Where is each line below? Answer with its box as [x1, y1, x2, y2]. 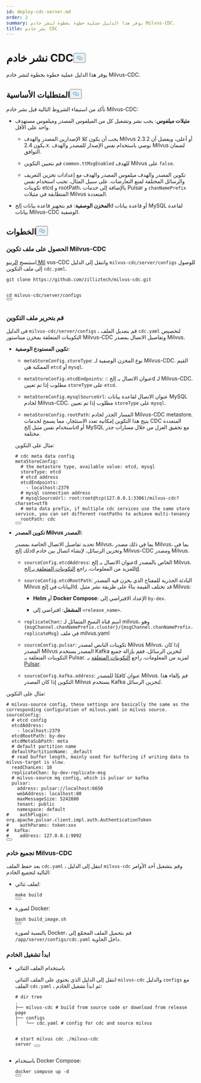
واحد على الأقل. [14, 124, 50, 131]
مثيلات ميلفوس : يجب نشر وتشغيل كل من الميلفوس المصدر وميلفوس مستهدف [14, 118, 190, 124]
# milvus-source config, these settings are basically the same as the [6, 701, 189, 707]
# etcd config [11, 717, 47, 723]
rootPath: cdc [20, 516, 56, 522]
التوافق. [23, 148, 42, 155]
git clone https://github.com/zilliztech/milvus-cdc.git [6, 277, 152, 283]
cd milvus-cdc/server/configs [6, 292, 82, 298]
